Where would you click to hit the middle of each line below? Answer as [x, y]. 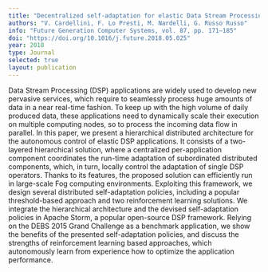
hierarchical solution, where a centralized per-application [128, 149]
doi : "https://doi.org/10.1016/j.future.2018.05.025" [100, 38]
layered [21, 149]
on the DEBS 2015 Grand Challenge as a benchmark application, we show [129, 226]
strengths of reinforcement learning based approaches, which [110, 242]
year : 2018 [26, 45]
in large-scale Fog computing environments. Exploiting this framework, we [130, 183]
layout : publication [43, 68]
